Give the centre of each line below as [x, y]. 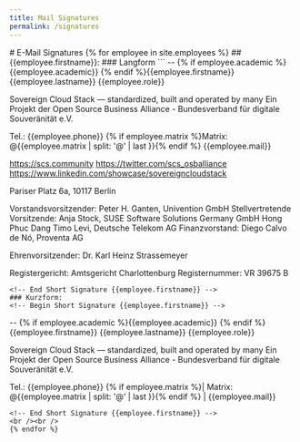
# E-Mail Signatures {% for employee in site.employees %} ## [125, 52]
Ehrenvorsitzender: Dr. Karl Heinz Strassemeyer [99, 255]
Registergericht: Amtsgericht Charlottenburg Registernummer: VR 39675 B [149, 272]
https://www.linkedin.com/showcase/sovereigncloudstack [118, 173]
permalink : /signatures [55, 26]
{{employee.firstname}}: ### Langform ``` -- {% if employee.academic [141, 62]
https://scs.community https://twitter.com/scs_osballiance [118, 163]
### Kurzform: [36, 297]
